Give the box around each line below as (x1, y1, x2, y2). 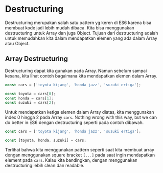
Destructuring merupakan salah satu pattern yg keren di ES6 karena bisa (5, 20, 152, 25)
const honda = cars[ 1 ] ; (5, 96, 54, 101)
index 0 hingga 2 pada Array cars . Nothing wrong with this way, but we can (5, 114, 157, 121)
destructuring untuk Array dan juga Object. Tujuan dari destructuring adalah (5, 30, 158, 36)
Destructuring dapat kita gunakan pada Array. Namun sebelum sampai (5, 68, 147, 74)
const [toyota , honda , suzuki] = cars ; (5, 138, 87, 143)
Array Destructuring (5, 55, 68, 63)
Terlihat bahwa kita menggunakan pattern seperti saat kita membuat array (5, 147, 155, 152)
